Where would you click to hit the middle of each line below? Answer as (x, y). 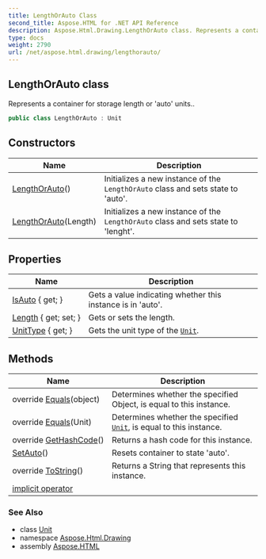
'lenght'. (120, 231)
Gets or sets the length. (132, 318)
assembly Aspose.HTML (60, 546)
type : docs (26, 38)
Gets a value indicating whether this (155, 295)
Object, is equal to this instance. (171, 404)
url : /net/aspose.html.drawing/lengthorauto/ (84, 52)
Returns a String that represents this (179, 466)
